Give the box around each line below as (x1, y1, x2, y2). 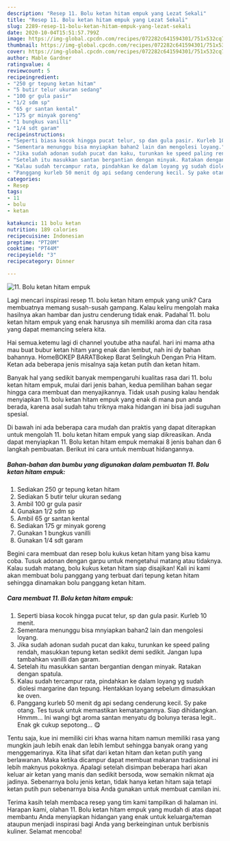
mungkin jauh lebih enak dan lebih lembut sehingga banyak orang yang (7, 741, 208, 749)
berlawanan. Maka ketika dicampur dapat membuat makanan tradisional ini (7, 755, 219, 764)
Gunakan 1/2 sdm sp (16, 507, 75, 515)
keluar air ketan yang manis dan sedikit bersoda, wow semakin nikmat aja (7, 770, 214, 778)
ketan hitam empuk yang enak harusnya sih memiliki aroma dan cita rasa (7, 318, 212, 326)
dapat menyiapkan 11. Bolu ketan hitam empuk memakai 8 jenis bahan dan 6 (7, 438, 222, 446)
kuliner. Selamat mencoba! (7, 827, 82, 836)
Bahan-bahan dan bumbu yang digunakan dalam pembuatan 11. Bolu (7, 460, 209, 469)
